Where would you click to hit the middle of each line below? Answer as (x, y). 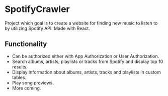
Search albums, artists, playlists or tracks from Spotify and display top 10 (88, 61)
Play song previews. (33, 82)
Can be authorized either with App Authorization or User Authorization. (86, 56)
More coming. (26, 88)
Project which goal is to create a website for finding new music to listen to (81, 23)
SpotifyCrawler (37, 9)
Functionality (26, 44)
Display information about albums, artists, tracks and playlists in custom (87, 72)
